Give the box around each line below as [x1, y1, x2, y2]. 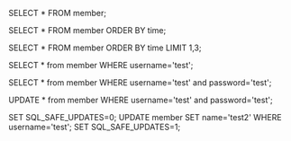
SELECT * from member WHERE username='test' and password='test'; [8, 77, 272, 88]
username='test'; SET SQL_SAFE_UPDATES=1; [8, 121, 181, 132]
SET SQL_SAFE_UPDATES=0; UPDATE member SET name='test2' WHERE [8, 112, 282, 122]
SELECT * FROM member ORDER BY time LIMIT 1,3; [8, 42, 202, 53]
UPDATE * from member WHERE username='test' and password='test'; [8, 94, 273, 105]
